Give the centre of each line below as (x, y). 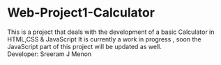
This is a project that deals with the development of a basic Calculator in (111, 32)
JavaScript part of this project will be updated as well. (84, 46)
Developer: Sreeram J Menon (49, 54)
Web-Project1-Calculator (81, 13)
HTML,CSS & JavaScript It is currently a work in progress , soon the (104, 39)
